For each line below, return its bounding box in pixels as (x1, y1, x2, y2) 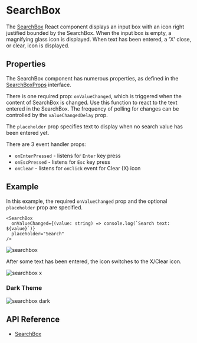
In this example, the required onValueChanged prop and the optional (6, 198, 168, 205)
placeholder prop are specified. (6, 203, 83, 211)
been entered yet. (6, 129, 50, 136)
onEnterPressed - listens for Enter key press (14, 152, 121, 159)
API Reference (6, 315, 60, 325)
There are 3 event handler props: (6, 140, 87, 148)
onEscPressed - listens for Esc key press (14, 158, 110, 166)
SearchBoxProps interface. (6, 81, 72, 88)
